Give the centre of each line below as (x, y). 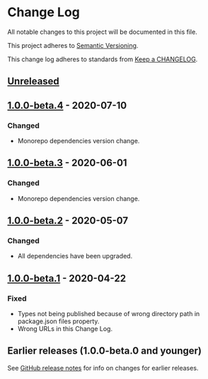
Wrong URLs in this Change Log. (65, 329)
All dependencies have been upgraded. (75, 256)
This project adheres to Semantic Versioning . (73, 45)
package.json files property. (58, 321)
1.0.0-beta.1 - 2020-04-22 (67, 278)
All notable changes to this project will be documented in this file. (103, 32)
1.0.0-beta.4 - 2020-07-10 (67, 106)
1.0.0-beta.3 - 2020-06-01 (67, 163)
